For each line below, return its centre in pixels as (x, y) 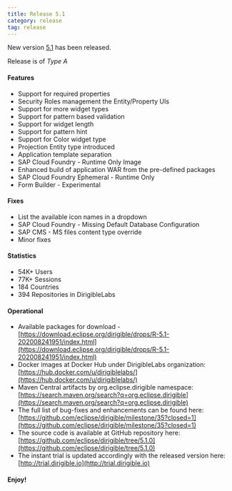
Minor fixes (34, 239)
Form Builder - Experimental (59, 184)
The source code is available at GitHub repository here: (99, 433)
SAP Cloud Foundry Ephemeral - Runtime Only (86, 177)
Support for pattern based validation (71, 116)
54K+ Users (35, 271)
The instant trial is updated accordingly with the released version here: (122, 456)
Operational (25, 310)
